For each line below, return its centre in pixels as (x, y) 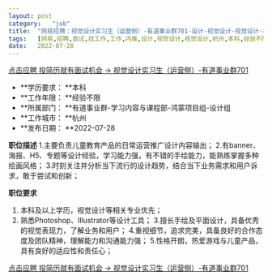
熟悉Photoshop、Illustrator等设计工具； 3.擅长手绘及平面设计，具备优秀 (140, 221)
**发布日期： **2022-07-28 (68, 128)
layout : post (30, 16)
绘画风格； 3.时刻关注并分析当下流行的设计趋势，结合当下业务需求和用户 (130, 166)
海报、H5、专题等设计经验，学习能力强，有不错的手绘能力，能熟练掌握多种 (134, 156)
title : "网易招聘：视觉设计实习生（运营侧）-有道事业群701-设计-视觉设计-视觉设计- (136, 31)
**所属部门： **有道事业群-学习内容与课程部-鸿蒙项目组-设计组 (125, 108)
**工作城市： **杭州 (53, 118)
